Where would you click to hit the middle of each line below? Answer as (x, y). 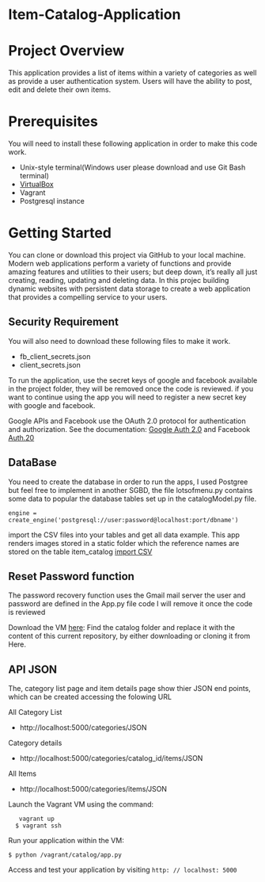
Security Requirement (63, 322)
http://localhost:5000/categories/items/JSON (93, 789)
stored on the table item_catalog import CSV (80, 552)
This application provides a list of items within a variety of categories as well (132, 73)
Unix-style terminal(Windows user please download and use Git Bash (132, 167)
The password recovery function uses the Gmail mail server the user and (127, 595)
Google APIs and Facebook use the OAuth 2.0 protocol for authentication (127, 421)
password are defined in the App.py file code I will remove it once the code (131, 604)
